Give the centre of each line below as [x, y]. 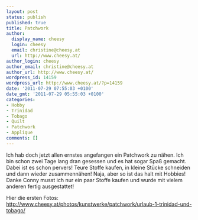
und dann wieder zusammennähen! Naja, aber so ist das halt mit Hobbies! [96, 174]
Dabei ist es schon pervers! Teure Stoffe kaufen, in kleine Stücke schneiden [98, 167]
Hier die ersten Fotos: [33, 198]
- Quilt [16, 122]
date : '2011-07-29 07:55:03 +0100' [50, 89]
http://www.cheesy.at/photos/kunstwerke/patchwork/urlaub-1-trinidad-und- [99, 204]
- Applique [20, 133]
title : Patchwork [27, 28]
